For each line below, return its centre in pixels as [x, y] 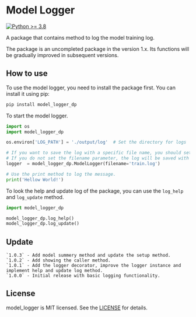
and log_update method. [35, 197]
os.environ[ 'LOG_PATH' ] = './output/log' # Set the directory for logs [96, 142]
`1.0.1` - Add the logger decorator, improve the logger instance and [94, 266]
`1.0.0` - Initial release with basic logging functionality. [83, 276]
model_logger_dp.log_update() [43, 224]
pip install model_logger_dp [41, 104]
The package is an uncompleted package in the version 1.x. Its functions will [98, 49]
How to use [27, 74]
